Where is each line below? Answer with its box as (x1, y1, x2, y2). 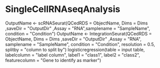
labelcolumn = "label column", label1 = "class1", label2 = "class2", (5, 51, 140, 58)
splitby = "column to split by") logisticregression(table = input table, (5, 46, 145, 52)
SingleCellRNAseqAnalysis (5, 3, 120, 15)
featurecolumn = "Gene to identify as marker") (5, 57, 101, 63)
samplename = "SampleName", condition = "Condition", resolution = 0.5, (5, 41, 155, 47)
